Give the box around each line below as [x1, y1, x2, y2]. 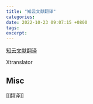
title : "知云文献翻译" [6, 8, 56, 15]
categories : [6, 14, 35, 20]
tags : [6, 25, 19, 31]
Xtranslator [6, 59, 33, 66]
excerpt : [6, 30, 27, 36]
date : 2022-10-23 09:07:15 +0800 [6, 19, 88, 25]
